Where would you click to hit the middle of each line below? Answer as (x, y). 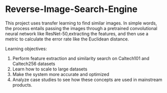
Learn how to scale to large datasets (50, 69)
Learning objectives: (26, 48)
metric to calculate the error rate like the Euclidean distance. (67, 39)
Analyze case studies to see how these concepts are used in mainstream (87, 79)
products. (22, 85)
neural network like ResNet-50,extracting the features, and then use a (77, 33)
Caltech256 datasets (34, 63)
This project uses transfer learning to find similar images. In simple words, (81, 23)
